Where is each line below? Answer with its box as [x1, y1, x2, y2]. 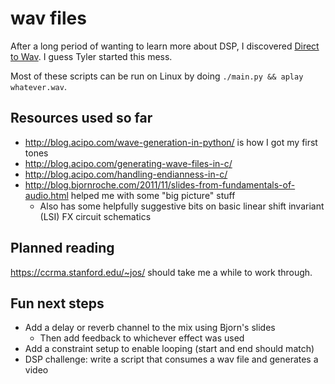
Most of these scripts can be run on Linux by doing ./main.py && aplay [10, 70, 304, 82]
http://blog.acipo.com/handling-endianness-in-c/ [24, 168, 228, 180]
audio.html [24, 189, 69, 201]
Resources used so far [10, 110, 153, 127]
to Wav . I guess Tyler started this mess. [10, 50, 173, 62]
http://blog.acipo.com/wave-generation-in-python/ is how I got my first [24, 136, 318, 148]
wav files [10, 7, 87, 30]
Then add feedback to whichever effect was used [39, 332, 245, 344]
